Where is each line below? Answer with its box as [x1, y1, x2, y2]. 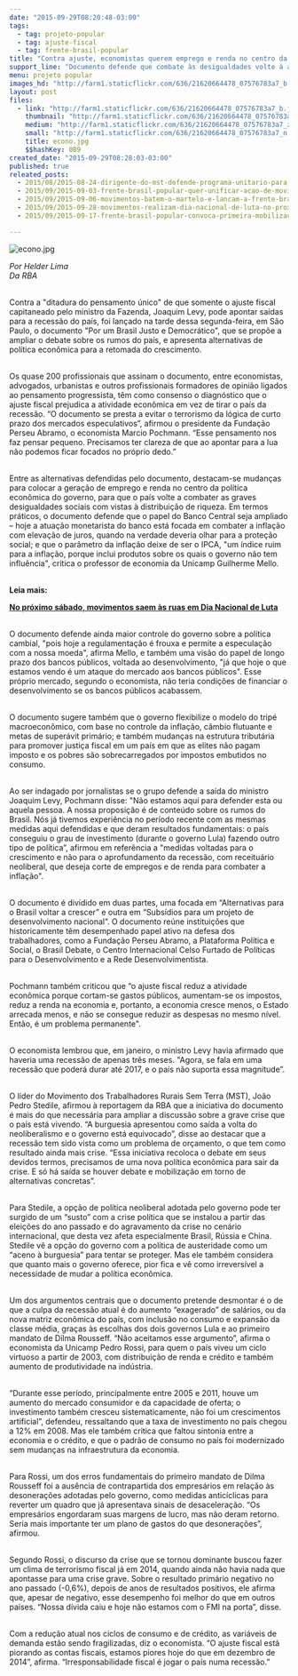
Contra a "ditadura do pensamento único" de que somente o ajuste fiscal [9, 297, 277, 307]
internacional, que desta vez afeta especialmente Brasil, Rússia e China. [9, 1230, 272, 1241]
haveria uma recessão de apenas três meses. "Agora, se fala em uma [9, 1054, 263, 1065]
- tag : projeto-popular [17, 29, 105, 38]
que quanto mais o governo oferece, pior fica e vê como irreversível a [9, 1258, 264, 1269]
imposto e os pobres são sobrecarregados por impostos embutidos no [9, 749, 267, 760]
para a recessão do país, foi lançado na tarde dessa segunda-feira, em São [9, 315, 285, 326]
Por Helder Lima [9, 260, 69, 271]
